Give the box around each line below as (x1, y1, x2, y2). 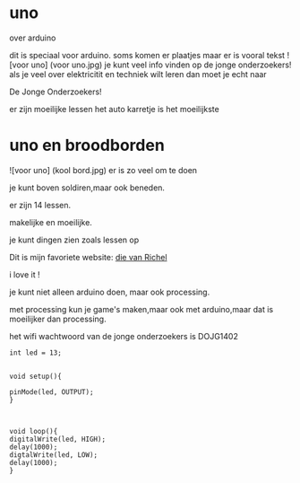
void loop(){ (9, 426, 58, 435)
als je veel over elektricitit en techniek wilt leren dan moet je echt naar (9, 68, 267, 79)
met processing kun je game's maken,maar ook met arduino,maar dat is (9, 303, 274, 314)
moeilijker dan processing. (9, 313, 107, 324)
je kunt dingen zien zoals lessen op (9, 234, 140, 245)
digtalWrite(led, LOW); (9, 450, 99, 460)
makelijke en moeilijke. (9, 216, 92, 227)
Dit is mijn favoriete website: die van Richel (9, 251, 167, 262)
